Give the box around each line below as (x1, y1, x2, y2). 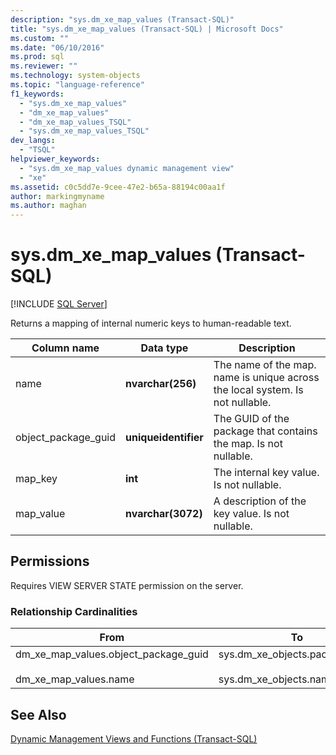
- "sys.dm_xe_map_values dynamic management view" (19, 163, 235, 173)
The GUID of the (213, 412, 290, 426)
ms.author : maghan (10, 201, 87, 211)
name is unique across (213, 371, 320, 385)
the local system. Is (213, 383, 304, 397)
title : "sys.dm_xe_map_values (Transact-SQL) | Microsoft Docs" (10, 24, 284, 34)
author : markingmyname (10, 191, 105, 201)
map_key (15, 472, 58, 486)
